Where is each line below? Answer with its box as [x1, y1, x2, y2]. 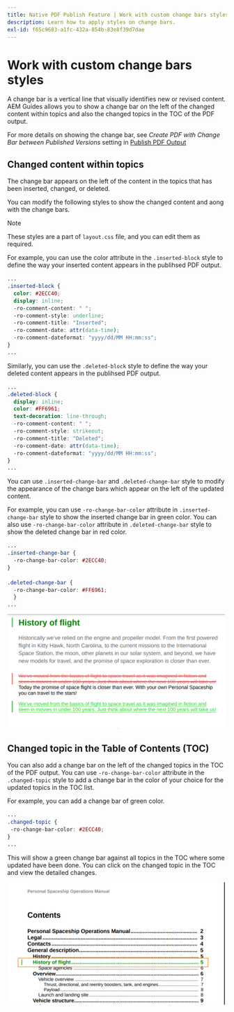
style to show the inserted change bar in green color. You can [40, 513, 217, 521]
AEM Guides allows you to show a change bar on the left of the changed [7, 102, 214, 111]
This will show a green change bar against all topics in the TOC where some [7, 853, 225, 862]
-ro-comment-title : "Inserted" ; [13, 319, 108, 326]
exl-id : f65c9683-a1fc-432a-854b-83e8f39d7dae [7, 26, 145, 33]
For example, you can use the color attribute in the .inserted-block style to [7, 254, 224, 262]
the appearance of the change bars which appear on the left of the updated [7, 484, 224, 493]
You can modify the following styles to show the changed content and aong [7, 198, 224, 206]
